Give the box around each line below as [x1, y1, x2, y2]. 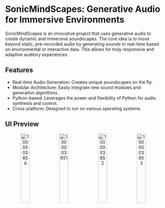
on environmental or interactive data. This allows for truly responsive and [5, 46, 155, 52]
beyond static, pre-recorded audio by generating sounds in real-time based [5, 41, 160, 47]
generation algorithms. [12, 89, 59, 95]
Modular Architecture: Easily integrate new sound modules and [12, 84, 141, 90]
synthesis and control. [12, 100, 58, 106]
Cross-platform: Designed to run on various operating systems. [12, 105, 142, 111]
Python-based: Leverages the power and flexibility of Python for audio [12, 95, 156, 101]
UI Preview [5, 120, 39, 129]
